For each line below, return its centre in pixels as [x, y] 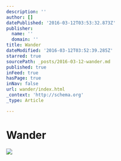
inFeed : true [22, 73]
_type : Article [25, 100]
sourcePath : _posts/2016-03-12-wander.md [58, 61]
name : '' [22, 34]
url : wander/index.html [36, 89]
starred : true [24, 56]
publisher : [20, 28]
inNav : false [22, 84]
